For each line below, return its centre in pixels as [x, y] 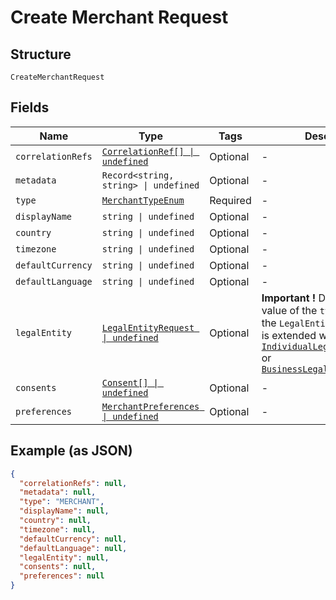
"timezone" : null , [58, 529]
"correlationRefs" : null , [73, 483]
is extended [289, 335]
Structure [41, 54]
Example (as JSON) [71, 451]
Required [230, 200]
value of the [289, 310]
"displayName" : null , [64, 511]
